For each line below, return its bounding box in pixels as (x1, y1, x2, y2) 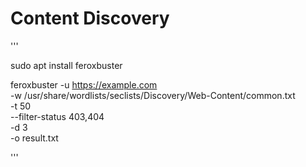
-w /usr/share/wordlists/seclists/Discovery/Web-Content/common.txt (10, 89, 296, 101)
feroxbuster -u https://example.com (10, 78, 158, 91)
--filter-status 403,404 (10, 110, 105, 122)
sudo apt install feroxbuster (10, 59, 123, 71)
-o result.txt (10, 132, 59, 144)
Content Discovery (10, 7, 170, 30)
